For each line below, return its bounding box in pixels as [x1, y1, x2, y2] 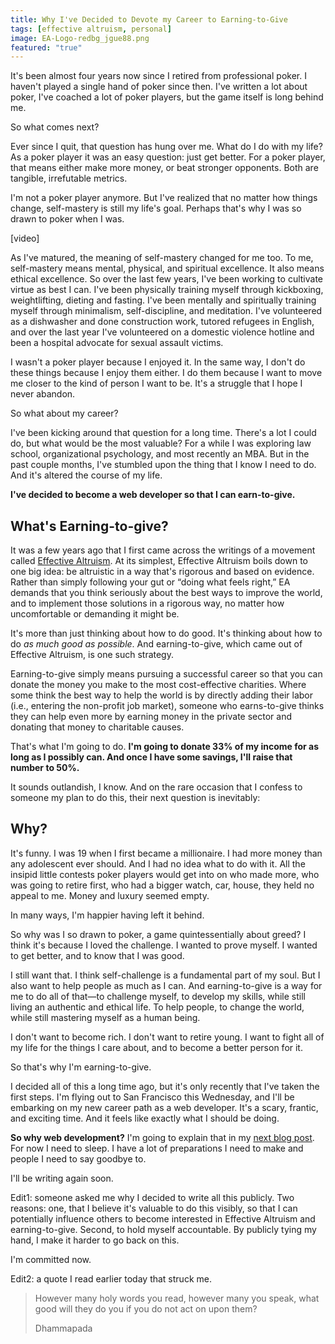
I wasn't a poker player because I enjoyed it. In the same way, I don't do [10, 356, 306, 368]
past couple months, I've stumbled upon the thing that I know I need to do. [10, 459, 317, 471]
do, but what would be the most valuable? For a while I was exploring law [10, 437, 312, 450]
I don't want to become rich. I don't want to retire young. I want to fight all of [10, 1031, 325, 1043]
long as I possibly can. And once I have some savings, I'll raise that [10, 751, 293, 763]
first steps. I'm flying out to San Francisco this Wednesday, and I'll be [10, 1091, 295, 1103]
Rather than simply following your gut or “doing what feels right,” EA [10, 576, 291, 588]
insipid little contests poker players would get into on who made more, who [10, 868, 320, 880]
